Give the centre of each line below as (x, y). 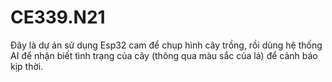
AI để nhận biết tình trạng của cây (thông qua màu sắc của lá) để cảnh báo (164, 55)
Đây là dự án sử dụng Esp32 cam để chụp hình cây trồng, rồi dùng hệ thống (166, 45)
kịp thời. (27, 66)
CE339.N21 (58, 17)
